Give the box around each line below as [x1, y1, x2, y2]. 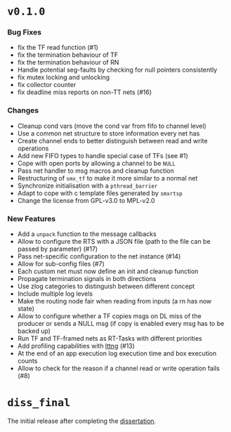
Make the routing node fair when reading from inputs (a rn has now [17, 297, 212, 306]
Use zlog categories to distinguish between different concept [17, 282, 195, 291]
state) [17, 304, 35, 313]
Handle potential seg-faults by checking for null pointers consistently [17, 65, 218, 74]
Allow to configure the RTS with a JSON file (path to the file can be [17, 237, 211, 246]
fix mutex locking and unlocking [17, 73, 110, 81]
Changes [7, 105, 39, 115]
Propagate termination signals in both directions [17, 275, 157, 283]
